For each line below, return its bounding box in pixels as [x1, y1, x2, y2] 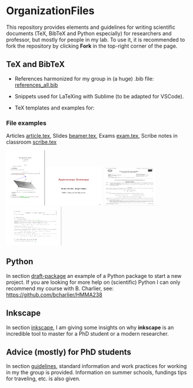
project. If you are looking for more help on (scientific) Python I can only [6, 278, 181, 286]
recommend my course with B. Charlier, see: [6, 284, 114, 292]
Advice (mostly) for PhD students [6, 347, 131, 357]
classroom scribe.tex [6, 138, 57, 145]
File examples [6, 119, 47, 127]
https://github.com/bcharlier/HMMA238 [6, 291, 103, 298]
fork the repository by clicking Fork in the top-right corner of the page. [6, 42, 178, 49]
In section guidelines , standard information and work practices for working [6, 363, 187, 370]
